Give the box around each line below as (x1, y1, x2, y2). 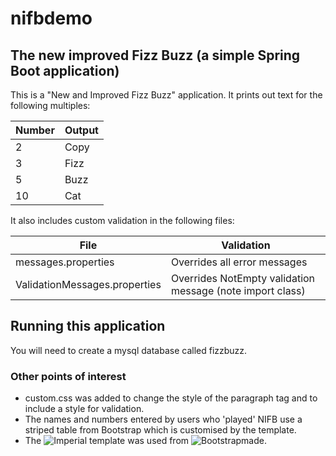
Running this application (10, 318, 166, 335)
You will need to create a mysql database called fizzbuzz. (10, 344, 248, 356)
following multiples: (10, 100, 91, 111)
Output (64, 123, 99, 137)
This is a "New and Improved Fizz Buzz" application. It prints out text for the (10, 89, 323, 101)
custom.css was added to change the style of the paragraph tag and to (24, 392, 318, 404)
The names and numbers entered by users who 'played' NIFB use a (24, 413, 303, 426)
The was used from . (24, 435, 267, 447)
